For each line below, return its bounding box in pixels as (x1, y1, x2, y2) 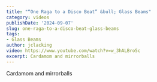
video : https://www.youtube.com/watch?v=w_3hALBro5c (6, 48, 141, 54)
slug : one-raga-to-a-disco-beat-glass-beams (6, 25, 119, 32)
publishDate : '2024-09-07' (6, 20, 74, 26)
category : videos (6, 14, 50, 20)
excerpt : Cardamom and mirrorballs (6, 53, 95, 59)
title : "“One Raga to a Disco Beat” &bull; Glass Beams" (6, 8, 152, 15)
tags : (6, 31, 20, 37)
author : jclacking (6, 42, 52, 48)
